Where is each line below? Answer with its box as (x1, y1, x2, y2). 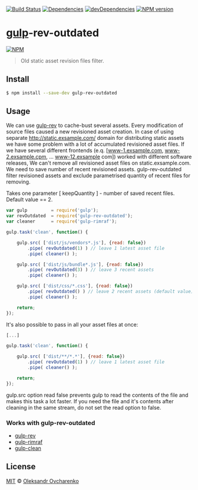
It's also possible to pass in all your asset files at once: (6, 321, 138, 328)
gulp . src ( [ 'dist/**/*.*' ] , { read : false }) (16, 354, 126, 360)
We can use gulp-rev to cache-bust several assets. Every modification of (6, 122, 184, 129)
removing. (6, 178, 31, 185)
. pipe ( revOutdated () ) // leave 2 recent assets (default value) (27, 289, 194, 295)
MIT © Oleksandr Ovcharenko (6, 477, 80, 484)
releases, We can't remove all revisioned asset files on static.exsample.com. (6, 159, 192, 166)
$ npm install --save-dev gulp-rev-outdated (6, 90, 117, 96)
